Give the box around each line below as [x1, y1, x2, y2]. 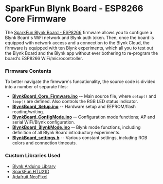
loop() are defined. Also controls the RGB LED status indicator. [12, 99, 138, 104]
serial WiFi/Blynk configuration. [12, 119, 75, 125]
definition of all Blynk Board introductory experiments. [12, 130, 121, 136]
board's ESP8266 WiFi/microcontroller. [5, 55, 83, 61]
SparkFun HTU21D [12, 168, 50, 174]
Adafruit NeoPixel [12, 174, 48, 180]
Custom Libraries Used [5, 152, 61, 159]
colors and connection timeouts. [12, 140, 77, 146]
